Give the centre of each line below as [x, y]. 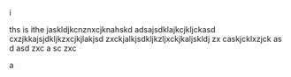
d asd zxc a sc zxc [43, 48]
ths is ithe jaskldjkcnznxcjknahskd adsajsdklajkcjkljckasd [112, 29]
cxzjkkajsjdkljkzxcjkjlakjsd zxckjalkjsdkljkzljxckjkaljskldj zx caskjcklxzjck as [145, 39]
